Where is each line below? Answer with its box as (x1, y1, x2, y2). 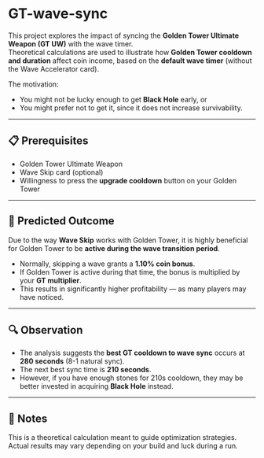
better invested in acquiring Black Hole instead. (19, 382, 174, 391)
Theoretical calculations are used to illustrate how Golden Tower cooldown (8, 47, 253, 57)
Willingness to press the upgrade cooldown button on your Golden (19, 175, 237, 185)
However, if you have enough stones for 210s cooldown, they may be (19, 373, 244, 382)
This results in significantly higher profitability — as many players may (19, 284, 247, 294)
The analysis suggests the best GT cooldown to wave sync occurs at (19, 348, 245, 358)
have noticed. (19, 292, 64, 301)
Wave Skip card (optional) (19, 167, 104, 177)
